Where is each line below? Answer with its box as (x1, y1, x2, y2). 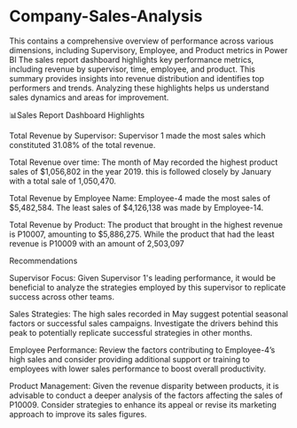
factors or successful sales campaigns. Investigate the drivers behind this (9, 317, 279, 329)
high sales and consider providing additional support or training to (9, 354, 250, 364)
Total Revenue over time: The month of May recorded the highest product (9, 157, 278, 167)
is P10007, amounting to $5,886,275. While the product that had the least (9, 229, 275, 239)
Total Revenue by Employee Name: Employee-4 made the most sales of (9, 192, 270, 203)
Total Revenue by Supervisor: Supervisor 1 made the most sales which (9, 130, 266, 141)
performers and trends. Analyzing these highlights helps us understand (9, 82, 270, 93)
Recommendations (9, 255, 78, 266)
